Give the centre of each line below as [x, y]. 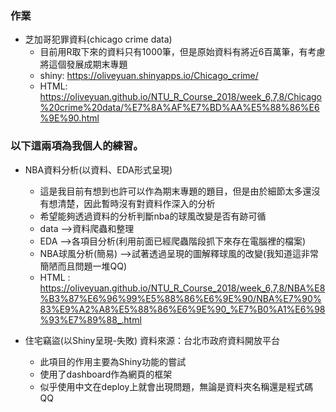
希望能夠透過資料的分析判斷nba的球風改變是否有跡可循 [153, 216]
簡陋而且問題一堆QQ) [83, 266]
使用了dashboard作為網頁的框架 [106, 374]
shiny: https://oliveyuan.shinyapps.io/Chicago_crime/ [149, 76]
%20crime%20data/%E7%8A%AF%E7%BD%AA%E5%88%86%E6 [179, 108]
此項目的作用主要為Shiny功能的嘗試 [113, 361]
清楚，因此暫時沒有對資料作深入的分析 [136, 203]
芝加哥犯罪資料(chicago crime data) [98, 39]
